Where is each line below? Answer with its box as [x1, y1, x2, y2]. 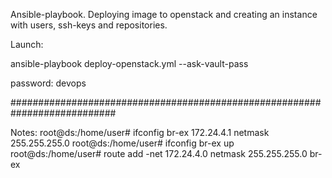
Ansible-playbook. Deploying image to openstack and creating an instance [10, 9, 318, 20]
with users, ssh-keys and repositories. [10, 19, 168, 31]
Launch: [10, 39, 44, 50]
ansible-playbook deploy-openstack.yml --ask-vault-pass [10, 58, 249, 69]
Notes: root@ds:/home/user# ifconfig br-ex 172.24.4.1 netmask [10, 127, 270, 138]
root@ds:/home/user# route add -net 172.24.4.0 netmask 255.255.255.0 [10, 148, 308, 159]
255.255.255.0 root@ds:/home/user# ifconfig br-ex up [10, 137, 235, 149]
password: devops [10, 77, 87, 89]
